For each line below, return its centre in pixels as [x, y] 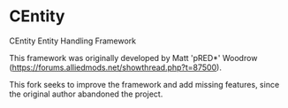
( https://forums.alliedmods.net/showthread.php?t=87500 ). [116, 67]
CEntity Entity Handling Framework [73, 41]
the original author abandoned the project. [86, 94]
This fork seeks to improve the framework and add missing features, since [144, 84]
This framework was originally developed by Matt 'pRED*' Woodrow [133, 58]
